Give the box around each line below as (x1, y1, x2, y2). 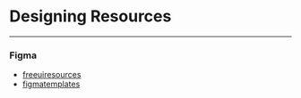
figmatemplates (21, 78, 81, 90)
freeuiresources (21, 69, 82, 80)
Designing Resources (9, 6, 172, 27)
